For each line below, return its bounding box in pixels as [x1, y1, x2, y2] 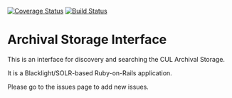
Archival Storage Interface [7, 32, 167, 48]
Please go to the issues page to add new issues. [7, 82, 149, 91]
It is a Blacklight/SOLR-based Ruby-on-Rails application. [7, 68, 172, 77]
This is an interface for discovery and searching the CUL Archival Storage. [7, 55, 226, 63]
